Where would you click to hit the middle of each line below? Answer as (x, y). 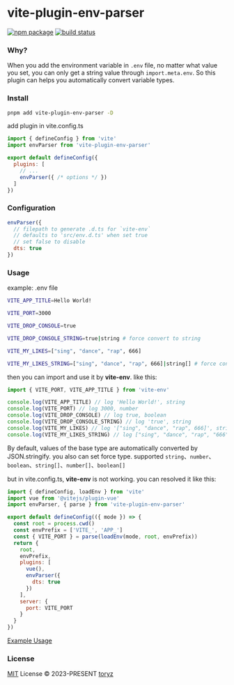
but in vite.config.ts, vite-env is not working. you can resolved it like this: (112, 479)
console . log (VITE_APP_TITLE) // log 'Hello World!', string (96, 402)
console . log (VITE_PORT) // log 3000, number (73, 409)
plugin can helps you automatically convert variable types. (91, 80)
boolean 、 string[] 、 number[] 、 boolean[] (67, 465)
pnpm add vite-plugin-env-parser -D (60, 113)
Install (18, 98)
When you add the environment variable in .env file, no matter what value (112, 66)
